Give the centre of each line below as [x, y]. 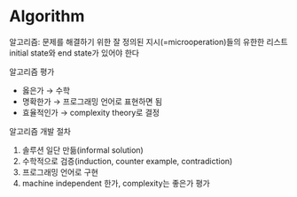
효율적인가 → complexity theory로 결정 [90, 112]
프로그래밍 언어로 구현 [60, 172]
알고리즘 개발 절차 [40, 131]
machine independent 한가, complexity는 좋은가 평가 [116, 183]
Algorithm [47, 16]
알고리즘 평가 [32, 72]
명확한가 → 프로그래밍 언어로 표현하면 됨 [92, 101]
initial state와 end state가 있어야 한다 [74, 53]
